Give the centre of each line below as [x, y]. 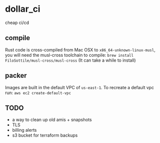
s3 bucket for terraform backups [45, 135]
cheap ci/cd [17, 23]
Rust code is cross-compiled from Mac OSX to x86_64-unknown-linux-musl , [80, 49]
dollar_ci [23, 9]
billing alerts [24, 130]
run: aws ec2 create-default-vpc [38, 93]
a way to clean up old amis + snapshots [52, 120]
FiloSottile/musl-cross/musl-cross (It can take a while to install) [70, 60]
